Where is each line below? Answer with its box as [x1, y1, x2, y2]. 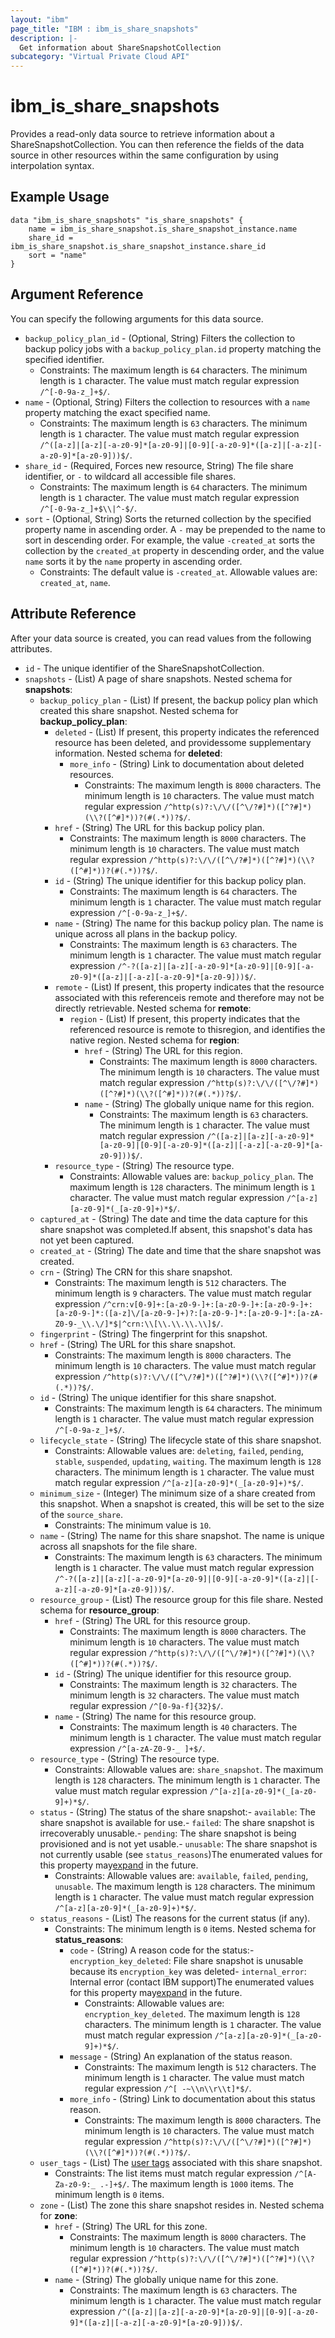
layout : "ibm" [10, 14, 70, 25]
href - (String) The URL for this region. [84, 1044, 243, 1056]
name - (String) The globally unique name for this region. [84, 1097, 315, 1110]
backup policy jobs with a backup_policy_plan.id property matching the [24, 342, 322, 355]
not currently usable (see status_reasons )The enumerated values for [39, 1848, 323, 1860]
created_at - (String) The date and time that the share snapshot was [39, 1244, 322, 1256]
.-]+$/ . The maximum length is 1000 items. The [99, 2177, 294, 2190]
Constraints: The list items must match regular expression [54, 2167, 293, 2179]
